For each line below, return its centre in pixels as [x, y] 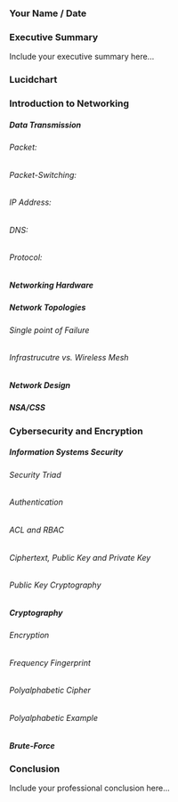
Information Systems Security [66, 452]
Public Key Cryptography [55, 585]
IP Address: [30, 202]
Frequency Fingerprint [50, 662]
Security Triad [36, 474]
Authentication [36, 502]
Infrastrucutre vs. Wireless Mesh [69, 358]
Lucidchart [33, 80]
